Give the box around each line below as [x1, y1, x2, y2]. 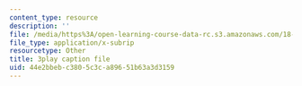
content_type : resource [9, 13, 99, 22]
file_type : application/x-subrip [9, 38, 135, 47]
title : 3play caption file [9, 55, 111, 64]
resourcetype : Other [9, 47, 87, 56]
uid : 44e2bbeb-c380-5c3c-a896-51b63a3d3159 [9, 64, 175, 73]
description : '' [9, 21, 70, 30]
